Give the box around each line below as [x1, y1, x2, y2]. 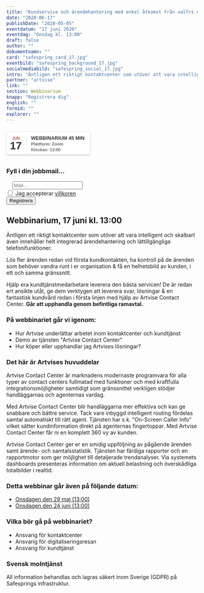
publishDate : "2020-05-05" [6, 20, 75, 26]
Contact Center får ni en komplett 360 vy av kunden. [6, 429, 138, 436]
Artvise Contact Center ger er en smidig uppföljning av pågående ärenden [6, 440, 192, 448]
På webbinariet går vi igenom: [6, 315, 97, 324]
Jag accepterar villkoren [15, 190, 76, 197]
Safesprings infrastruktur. [6, 580, 70, 587]
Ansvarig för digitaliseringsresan [15, 537, 97, 545]
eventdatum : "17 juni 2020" [6, 26, 78, 32]
